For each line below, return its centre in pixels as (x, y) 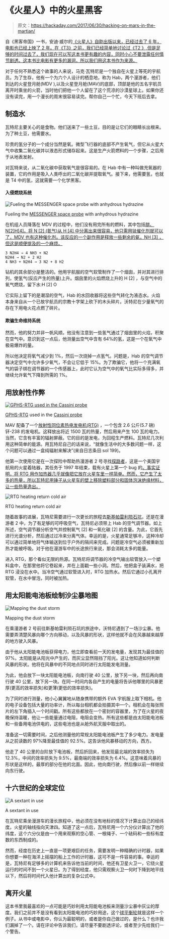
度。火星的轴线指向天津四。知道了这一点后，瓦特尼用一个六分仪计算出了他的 (84, 827)
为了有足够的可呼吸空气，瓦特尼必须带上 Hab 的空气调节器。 (91, 523)
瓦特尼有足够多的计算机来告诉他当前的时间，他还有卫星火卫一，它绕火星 (89, 863)
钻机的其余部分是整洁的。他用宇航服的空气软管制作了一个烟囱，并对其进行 (82, 272)
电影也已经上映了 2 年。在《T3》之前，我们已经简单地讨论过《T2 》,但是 (81, 48)
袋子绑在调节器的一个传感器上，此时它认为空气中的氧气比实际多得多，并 (89, 369)
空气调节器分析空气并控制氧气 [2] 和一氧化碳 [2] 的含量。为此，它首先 (91, 529)
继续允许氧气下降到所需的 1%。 (38, 375)
